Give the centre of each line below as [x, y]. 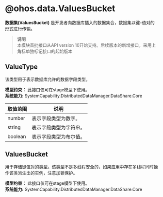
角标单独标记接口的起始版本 [45, 51]
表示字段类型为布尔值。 [59, 137]
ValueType [21, 67]
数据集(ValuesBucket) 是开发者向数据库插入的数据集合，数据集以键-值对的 [80, 22]
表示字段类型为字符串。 [59, 127]
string [14, 127]
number [16, 118]
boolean [17, 136]
